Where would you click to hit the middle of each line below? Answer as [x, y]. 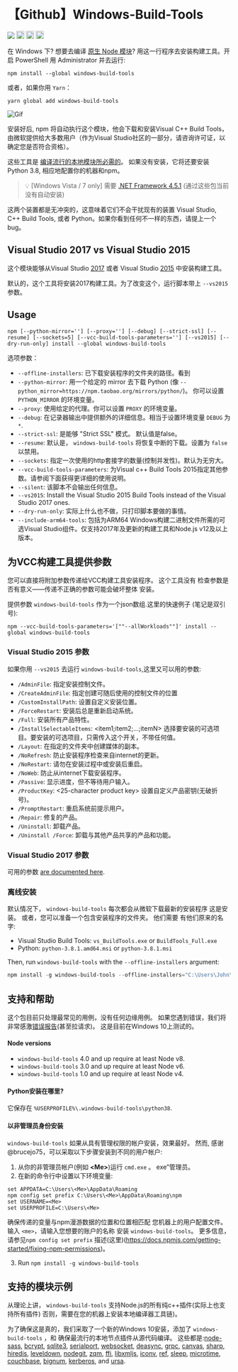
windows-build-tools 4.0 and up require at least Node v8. [101, 1059]
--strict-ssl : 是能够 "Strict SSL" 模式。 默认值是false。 [99, 433]
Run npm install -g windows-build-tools [78, 1263]
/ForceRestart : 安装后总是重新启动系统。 [77, 710]
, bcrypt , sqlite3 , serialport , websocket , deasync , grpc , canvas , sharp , [123, 1346]
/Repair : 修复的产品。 [49, 817]
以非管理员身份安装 [35, 1126]
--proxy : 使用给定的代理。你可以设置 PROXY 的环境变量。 [99, 408]
